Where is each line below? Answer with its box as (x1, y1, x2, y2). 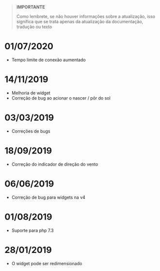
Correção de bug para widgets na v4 (11, 194, 86, 200)
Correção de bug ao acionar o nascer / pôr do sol (11, 95, 111, 101)
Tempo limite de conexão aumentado (11, 57, 86, 63)
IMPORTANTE (16, 4, 45, 10)
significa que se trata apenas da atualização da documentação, (16, 19, 144, 24)
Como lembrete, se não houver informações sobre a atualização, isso (16, 14, 156, 19)
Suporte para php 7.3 (11, 227, 54, 233)
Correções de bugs (11, 128, 50, 134)
